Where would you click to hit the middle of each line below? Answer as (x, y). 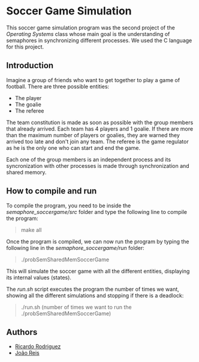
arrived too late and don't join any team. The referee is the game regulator (97, 141)
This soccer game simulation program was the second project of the (91, 28)
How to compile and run (52, 191)
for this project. (25, 47)
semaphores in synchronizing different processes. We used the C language (99, 40)
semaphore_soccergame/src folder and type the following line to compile (97, 212)
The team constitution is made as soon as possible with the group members (100, 122)
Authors (22, 332)
